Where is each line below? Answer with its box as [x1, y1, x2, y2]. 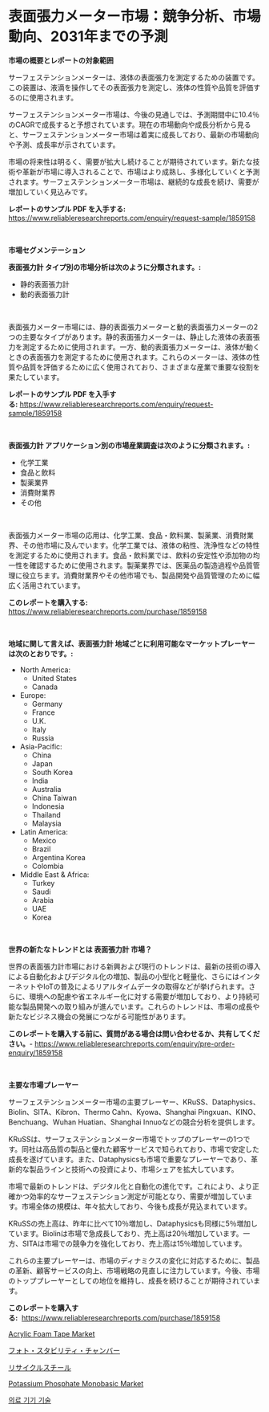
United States [31, 673, 78, 683]
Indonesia [31, 801, 65, 811]
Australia [31, 784, 62, 794]
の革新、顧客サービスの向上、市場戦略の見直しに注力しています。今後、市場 [8, 1266, 260, 1275]
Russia [31, 733, 54, 743]
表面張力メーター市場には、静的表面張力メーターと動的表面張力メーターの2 [8, 322, 259, 332]
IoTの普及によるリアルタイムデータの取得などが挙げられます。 [42, 981, 249, 991]
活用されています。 [22, 580, 86, 590]
